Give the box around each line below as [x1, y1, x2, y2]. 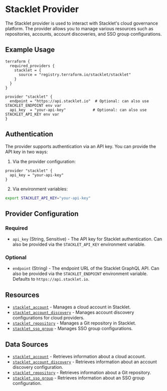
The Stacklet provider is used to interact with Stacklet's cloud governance [5, 20, 158, 26]
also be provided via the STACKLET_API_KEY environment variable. [12, 241, 146, 247]
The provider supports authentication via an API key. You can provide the [5, 143, 156, 149]
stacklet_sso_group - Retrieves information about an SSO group [12, 375, 145, 381]
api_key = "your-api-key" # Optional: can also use [10, 107, 147, 112]
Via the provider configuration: [12, 158, 76, 164]
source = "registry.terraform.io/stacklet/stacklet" [18, 72, 131, 77]
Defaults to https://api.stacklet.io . [12, 276, 90, 282]
